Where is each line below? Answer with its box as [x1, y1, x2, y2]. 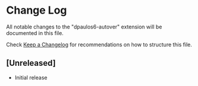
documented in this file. [6, 29, 64, 36]
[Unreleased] [6, 58, 56, 68]
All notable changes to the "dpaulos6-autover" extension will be [6, 23, 162, 30]
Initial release [14, 74, 47, 81]
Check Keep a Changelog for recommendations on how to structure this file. [6, 41, 193, 48]
